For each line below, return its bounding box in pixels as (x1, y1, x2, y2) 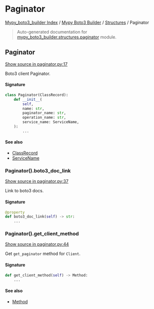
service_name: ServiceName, (22, 120, 79, 125)
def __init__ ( (14, 97, 42, 102)
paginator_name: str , (22, 110, 67, 115)
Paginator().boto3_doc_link (5, 167, 71, 174)
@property (5, 210, 25, 215)
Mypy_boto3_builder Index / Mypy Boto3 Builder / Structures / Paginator (5, 19, 149, 25)
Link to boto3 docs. (5, 188, 44, 194)
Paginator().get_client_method (5, 230, 79, 237)
